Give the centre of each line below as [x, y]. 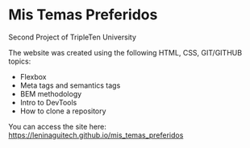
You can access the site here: [57, 126]
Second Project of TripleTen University [73, 37]
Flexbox [33, 76]
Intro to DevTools [48, 102]
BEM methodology [51, 93]
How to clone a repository [63, 111]
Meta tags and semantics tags [70, 85]
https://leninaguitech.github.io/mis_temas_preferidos [96, 135]
